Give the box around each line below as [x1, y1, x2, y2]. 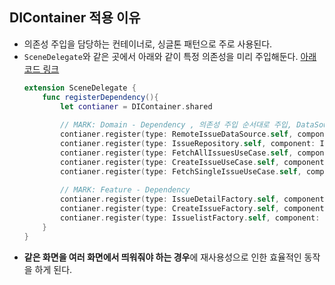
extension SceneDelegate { [23, 83, 137, 93]
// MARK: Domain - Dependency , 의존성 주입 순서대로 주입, [60, 120, 292, 130]
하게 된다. [34, 263, 73, 275]
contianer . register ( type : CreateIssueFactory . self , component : [60, 204, 329, 214]
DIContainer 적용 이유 [9, 9, 141, 27]
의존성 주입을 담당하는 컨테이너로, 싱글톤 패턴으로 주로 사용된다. [23, 38, 273, 50]
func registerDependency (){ [42, 92, 159, 102]
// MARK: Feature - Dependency [60, 185, 191, 195]
